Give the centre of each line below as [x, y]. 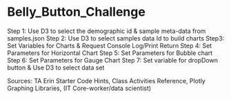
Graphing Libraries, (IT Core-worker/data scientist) [79, 88]
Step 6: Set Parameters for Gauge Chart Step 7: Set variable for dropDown [113, 60]
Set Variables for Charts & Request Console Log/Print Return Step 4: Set [110, 45]
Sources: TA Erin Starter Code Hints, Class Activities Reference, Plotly [106, 80]
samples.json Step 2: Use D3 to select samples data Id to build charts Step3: [116, 38]
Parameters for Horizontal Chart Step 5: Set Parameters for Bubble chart [110, 53]
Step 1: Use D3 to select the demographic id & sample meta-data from [107, 31]
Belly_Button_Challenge [77, 12]
